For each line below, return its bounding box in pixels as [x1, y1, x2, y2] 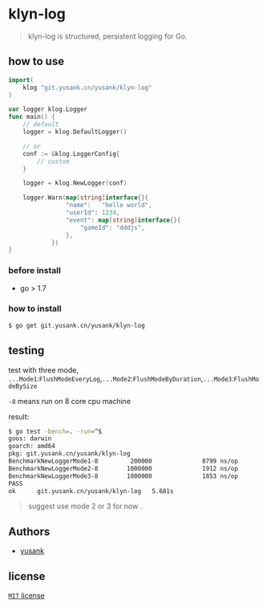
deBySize [8, 382, 38, 390]
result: [8, 411, 30, 422]
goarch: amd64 [8, 443, 56, 451]
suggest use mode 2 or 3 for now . [27, 501, 143, 511]
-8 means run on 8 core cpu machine [8, 396, 131, 406]
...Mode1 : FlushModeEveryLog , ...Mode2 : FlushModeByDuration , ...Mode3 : [8, 373, 234, 383]
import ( [8, 75, 34, 84]
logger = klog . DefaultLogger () [22, 128, 127, 136]
